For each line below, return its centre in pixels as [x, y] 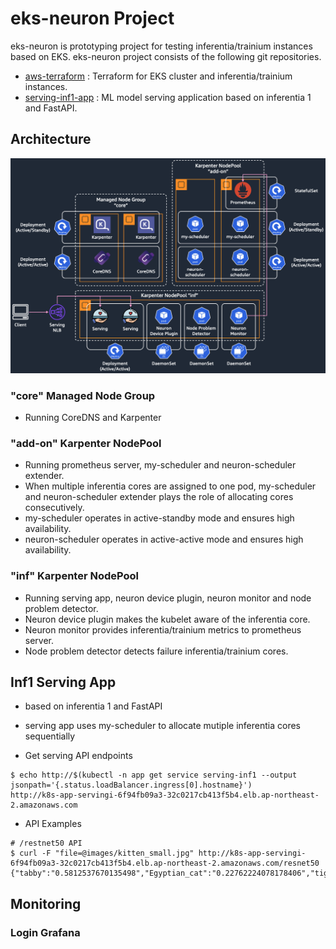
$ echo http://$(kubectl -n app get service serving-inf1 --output [154, 775]
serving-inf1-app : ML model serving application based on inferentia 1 [168, 97]
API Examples [53, 824]
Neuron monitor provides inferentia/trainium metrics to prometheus [163, 629]
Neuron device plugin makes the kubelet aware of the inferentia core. [167, 619]
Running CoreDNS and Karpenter [93, 418]
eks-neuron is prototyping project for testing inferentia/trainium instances [161, 46]
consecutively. [54, 508]
